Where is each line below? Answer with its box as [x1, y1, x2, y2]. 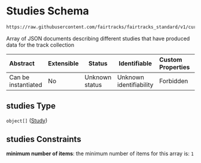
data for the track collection [6, 41, 75, 49]
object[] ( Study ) [6, 117, 48, 124]
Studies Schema [6, 4, 89, 18]
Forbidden [159, 77, 188, 85]
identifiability [117, 80, 154, 89]
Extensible [47, 59, 79, 67]
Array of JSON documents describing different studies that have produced [6, 35, 190, 42]
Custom [159, 55, 182, 64]
